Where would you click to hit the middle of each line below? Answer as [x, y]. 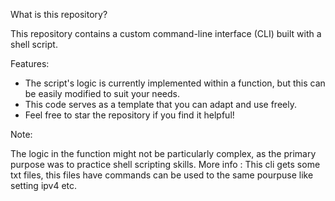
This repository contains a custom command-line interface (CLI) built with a [166, 33]
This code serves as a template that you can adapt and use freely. [160, 104]
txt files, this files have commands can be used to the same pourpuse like [162, 175]
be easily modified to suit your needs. [102, 93]
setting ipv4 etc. [44, 185]
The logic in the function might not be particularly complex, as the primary [163, 153]
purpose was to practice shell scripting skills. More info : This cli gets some [165, 164]
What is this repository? [59, 14]
